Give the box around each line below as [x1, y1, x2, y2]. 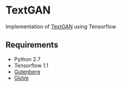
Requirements [5, 40, 58, 50]
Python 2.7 [14, 55, 41, 62]
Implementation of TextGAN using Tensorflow [5, 23, 116, 30]
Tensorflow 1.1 [14, 62, 48, 69]
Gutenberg [14, 68, 41, 75]
